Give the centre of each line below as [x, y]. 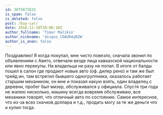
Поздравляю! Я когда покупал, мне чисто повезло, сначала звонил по [79, 55]
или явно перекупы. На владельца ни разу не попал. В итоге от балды [79, 66]
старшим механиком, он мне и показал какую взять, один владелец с [79, 81]
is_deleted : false [24, 19]
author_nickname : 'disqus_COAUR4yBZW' [45, 37]
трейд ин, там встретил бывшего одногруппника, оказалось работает [78, 76]
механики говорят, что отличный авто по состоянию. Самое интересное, [81, 97]
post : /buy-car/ [22, 23]
